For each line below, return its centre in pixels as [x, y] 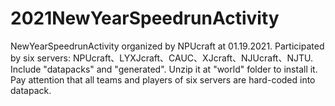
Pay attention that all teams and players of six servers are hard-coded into [163, 79]
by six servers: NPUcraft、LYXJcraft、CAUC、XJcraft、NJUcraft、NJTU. [161, 58]
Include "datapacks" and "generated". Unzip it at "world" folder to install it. [164, 69]
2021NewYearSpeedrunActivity [145, 18]
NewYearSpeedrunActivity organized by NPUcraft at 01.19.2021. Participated [167, 46]
